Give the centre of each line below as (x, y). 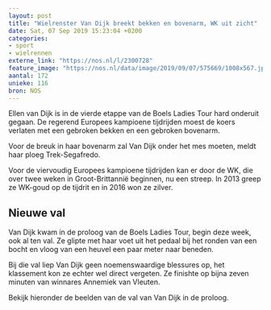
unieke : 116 (28, 83)
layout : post (30, 16)
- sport (21, 46)
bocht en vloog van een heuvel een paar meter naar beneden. (111, 250)
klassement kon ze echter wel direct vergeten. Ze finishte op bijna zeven (129, 274)
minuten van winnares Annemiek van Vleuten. (84, 282)
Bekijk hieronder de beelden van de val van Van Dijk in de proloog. (119, 298)
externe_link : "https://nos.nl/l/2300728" (81, 61)
